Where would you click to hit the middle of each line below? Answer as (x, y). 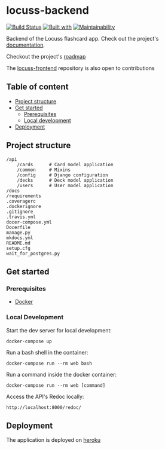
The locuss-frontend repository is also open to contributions (80, 68)
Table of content (37, 87)
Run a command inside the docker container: (61, 374)
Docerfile (19, 227)
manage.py (19, 233)
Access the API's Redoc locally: (45, 396)
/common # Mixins (44, 170)
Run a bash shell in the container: (47, 352)
